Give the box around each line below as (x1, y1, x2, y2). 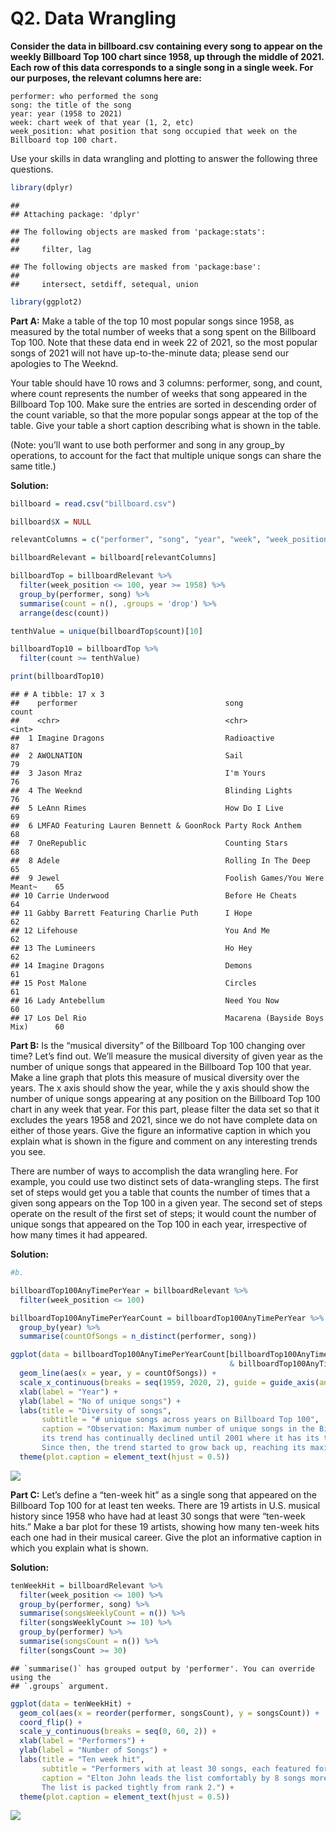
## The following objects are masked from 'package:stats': (10, 227, 267, 237)
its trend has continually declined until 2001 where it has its (41, 1433, 320, 1444)
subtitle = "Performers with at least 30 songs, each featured (41, 1763, 311, 1774)
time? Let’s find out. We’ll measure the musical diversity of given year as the (10, 1050, 323, 1062)
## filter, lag (10, 244, 92, 254)
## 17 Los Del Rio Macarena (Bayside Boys (10, 1013, 325, 1024)
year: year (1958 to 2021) (10, 108, 123, 119)
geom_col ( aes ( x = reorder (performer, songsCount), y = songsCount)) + (19, 1708, 320, 1718)
